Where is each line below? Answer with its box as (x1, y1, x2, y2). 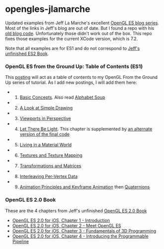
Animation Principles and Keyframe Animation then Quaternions (19, 184, 150, 190)
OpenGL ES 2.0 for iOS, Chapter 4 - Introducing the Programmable (12, 233, 149, 239)
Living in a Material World (19, 142, 72, 148)
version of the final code (19, 131, 70, 137)
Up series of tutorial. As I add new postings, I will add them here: (5, 79, 137, 85)
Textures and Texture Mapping (19, 152, 83, 158)
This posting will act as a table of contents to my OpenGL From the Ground (5, 74, 158, 80)
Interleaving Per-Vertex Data (19, 174, 78, 180)
